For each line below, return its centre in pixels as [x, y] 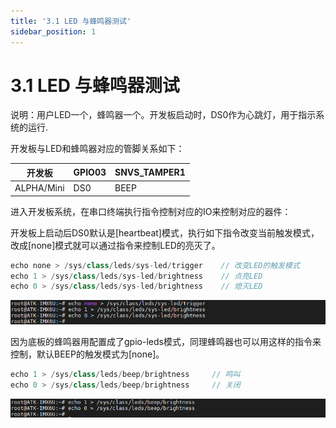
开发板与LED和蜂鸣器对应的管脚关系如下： [97, 149]
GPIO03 [90, 172]
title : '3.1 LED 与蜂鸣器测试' [71, 21]
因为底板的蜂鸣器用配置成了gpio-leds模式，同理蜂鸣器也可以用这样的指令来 [166, 342]
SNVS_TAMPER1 [150, 172]
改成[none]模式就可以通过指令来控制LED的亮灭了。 [115, 245]
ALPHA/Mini [39, 188]
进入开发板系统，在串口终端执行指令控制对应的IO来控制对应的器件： [151, 211]
